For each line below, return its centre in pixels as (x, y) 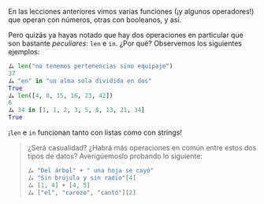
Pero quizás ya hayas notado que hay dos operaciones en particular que (126, 35)
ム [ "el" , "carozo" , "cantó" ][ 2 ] (82, 192)
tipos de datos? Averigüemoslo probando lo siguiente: (115, 156)
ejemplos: (24, 52)
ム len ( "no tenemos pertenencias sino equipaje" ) (91, 66)
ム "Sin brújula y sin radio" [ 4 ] (82, 178)
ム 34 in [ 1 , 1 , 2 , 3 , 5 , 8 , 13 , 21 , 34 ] (77, 110)
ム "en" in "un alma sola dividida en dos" (80, 81)
